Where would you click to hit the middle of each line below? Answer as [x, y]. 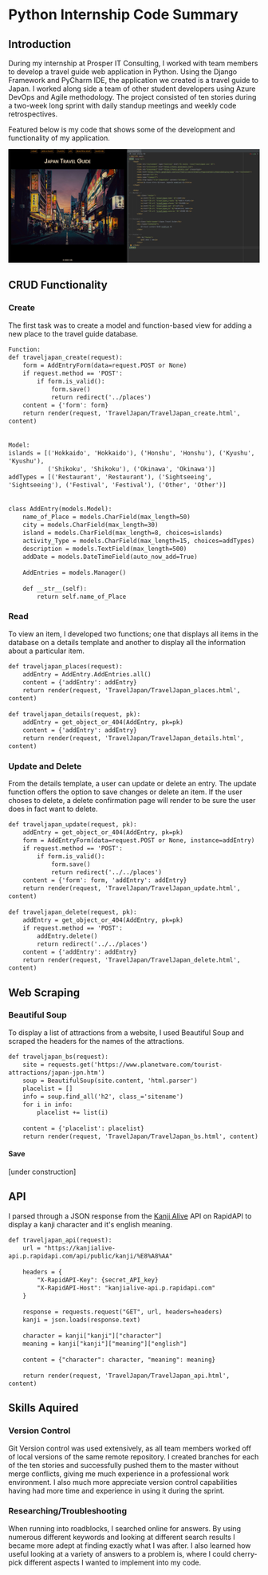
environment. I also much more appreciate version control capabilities [123, 1482]
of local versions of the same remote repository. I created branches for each [134, 1456]
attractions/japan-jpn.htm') [57, 1073]
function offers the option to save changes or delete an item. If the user [126, 792]
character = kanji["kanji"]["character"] [92, 1336]
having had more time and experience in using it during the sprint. [116, 1490]
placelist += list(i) [73, 1112]
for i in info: [48, 1104]
